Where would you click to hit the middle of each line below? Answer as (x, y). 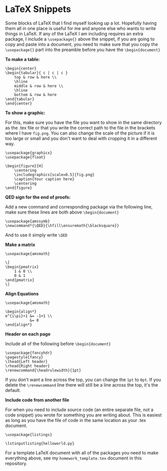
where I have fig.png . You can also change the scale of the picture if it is (80, 133)
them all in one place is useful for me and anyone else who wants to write (81, 28)
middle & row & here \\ (39, 86)
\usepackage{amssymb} (28, 221)
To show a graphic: (25, 112)
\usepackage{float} (25, 157)
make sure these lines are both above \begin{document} (62, 212)
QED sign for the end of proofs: (38, 197)
